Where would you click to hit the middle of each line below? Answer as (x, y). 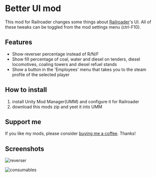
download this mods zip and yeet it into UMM (57, 107)
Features (19, 42)
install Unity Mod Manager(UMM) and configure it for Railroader (76, 101)
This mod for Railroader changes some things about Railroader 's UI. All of (78, 22)
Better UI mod (33, 8)
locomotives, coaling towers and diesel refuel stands (64, 64)
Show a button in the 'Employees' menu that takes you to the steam (79, 69)
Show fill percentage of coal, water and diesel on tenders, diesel (76, 59)
